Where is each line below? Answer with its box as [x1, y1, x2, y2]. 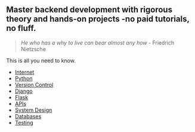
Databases [14, 112, 42, 120]
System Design [14, 106, 52, 114]
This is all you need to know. [6, 56, 76, 64]
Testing [14, 119, 34, 126]
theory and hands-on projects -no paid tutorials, [6, 14, 190, 24]
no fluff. [6, 23, 36, 33]
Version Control [14, 81, 54, 88]
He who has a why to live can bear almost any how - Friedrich [20, 39, 175, 46]
